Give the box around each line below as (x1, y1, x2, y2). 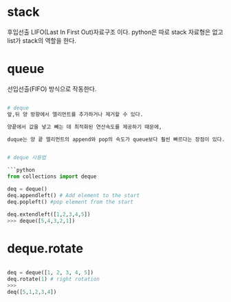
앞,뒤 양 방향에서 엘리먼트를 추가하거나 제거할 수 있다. (7, 111, 144, 118)
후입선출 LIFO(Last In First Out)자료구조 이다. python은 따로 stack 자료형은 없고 (7, 28, 223, 36)
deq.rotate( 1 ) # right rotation (7, 276, 100, 283)
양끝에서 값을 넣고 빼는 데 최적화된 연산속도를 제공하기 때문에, (7, 123, 162, 130)
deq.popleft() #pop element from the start (7, 198, 134, 205)
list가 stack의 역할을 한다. (7, 36, 77, 45)
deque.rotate (7, 241, 84, 256)
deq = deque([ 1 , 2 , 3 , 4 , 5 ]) (7, 270, 94, 276)
